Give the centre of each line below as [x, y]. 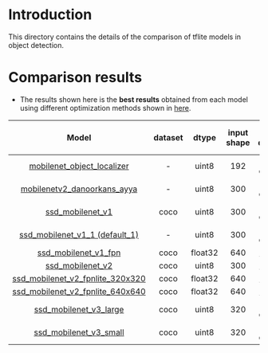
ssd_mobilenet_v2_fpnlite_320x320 [79, 278]
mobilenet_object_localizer [79, 166]
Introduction [50, 15]
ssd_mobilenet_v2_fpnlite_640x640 [79, 291]
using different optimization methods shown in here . [105, 108]
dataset [168, 137]
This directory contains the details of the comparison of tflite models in [125, 37]
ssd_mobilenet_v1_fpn [79, 253]
